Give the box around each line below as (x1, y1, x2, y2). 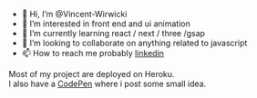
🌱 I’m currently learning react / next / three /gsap (21, 28, 206, 38)
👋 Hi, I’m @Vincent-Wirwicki (21, 9, 128, 19)
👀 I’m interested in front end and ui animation (21, 18, 190, 29)
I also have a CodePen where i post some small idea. (8, 78, 207, 89)
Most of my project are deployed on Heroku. (8, 69, 175, 79)
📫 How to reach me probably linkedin (21, 48, 165, 58)
